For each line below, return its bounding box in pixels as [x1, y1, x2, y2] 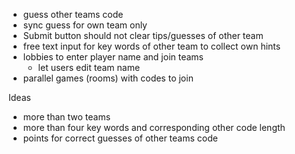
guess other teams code [22, 9, 124, 20]
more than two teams [22, 111, 111, 123]
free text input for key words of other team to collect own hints [22, 40, 281, 52]
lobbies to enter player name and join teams [22, 51, 204, 63]
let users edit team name [37, 62, 141, 73]
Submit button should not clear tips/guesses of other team [22, 30, 264, 41]
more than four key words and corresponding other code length [22, 122, 286, 133]
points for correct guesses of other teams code [22, 132, 218, 144]
